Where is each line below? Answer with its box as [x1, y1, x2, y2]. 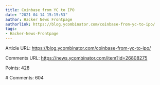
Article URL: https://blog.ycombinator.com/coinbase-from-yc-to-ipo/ [5, 45, 151, 51]
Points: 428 [5, 65, 30, 71]
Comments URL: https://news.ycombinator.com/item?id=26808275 [5, 55, 148, 61]
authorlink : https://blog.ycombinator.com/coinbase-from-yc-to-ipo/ [5, 21, 155, 27]
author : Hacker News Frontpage [5, 17, 73, 22]
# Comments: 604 [5, 75, 44, 80]
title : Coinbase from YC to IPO [5, 7, 75, 13]
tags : [5, 26, 17, 32]
